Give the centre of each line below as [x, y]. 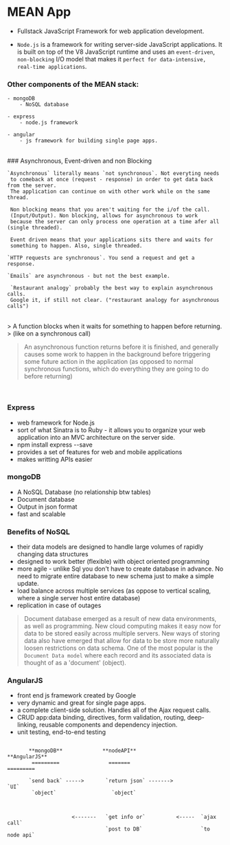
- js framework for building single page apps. [89, 141]
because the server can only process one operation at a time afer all [115, 222]
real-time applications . [52, 66]
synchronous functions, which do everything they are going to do [116, 369]
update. [28, 584]
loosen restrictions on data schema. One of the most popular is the [118, 648]
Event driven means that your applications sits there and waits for [112, 240]
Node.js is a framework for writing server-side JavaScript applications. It [119, 44]
